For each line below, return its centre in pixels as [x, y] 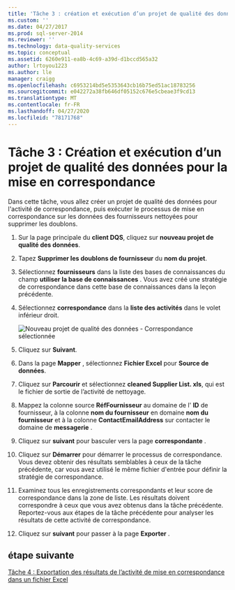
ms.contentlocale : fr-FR [44, 105]
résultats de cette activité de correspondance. [84, 520]
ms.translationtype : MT [43, 99]
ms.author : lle [30, 72]
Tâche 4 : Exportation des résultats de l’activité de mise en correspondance [116, 572]
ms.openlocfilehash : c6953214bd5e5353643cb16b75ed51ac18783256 [102, 85]
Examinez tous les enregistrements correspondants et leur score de [115, 490]
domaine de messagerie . [55, 427]
